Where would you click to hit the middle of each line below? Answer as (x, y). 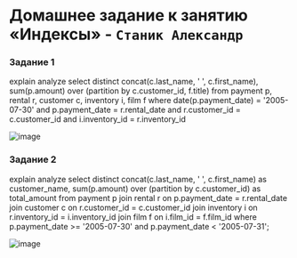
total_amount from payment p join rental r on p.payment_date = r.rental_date (148, 198)
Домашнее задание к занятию (129, 16)
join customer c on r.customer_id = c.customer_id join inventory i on (133, 207)
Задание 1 (32, 62)
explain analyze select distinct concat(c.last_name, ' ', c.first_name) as (138, 179)
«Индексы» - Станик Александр (126, 34)
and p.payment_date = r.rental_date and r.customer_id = (139, 110)
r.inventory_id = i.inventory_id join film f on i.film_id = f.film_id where (133, 217)
